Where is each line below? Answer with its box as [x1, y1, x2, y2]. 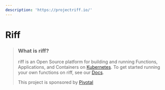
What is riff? [17, 47, 50, 54]
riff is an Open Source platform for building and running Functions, [17, 59, 158, 65]
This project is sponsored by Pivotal [17, 79, 93, 85]
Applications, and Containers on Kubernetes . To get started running [17, 64, 160, 70]
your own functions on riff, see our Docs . [17, 69, 104, 76]
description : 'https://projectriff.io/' [5, 7, 93, 13]
